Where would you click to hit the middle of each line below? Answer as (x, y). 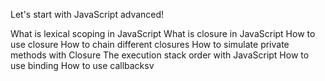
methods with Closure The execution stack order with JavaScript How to (160, 55)
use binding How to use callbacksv (82, 65)
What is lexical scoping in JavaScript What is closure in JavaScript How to (163, 33)
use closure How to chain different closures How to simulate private (150, 44)
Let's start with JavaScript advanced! (87, 14)
